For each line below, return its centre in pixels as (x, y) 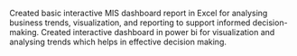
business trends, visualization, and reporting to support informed (130, 23)
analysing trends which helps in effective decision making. (118, 42)
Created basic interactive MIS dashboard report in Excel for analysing (139, 13)
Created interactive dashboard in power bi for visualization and (158, 32)
